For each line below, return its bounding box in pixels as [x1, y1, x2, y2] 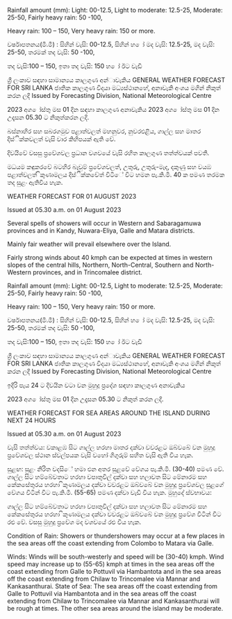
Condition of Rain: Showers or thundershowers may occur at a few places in [7, 531, 225, 540]
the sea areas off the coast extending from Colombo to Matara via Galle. [7, 539, 214, 547]
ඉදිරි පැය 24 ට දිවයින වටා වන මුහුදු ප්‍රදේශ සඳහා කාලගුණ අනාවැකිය [7, 381, 185, 389]
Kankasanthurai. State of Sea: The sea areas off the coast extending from [7, 582, 217, 590]
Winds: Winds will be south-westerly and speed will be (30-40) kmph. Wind [7, 552, 224, 561]
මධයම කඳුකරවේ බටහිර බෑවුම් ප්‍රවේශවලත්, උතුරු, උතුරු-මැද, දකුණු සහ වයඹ [7, 163, 212, 171]
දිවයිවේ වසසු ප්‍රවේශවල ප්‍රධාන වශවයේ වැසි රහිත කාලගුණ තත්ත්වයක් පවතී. [7, 149, 210, 157]
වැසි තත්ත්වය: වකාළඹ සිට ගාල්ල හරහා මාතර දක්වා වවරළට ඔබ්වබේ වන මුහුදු [7, 443, 215, 451]
